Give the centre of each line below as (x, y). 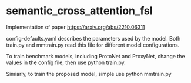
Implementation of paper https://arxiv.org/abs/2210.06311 (76, 27)
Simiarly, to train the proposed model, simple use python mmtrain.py (89, 74)
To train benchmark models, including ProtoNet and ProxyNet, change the (95, 56)
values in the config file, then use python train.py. (66, 62)
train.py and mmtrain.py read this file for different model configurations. (93, 45)
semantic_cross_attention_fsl (79, 11)
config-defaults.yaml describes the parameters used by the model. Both (93, 38)
